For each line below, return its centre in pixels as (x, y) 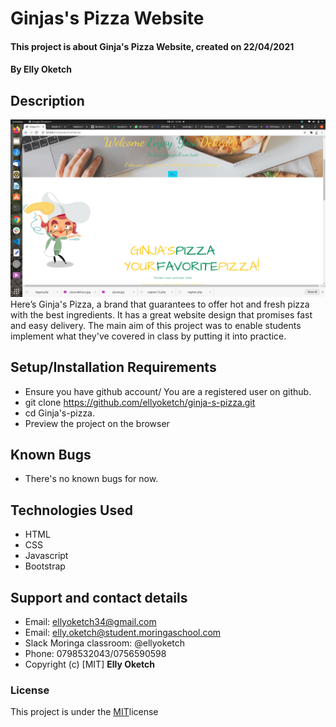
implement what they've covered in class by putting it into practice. (148, 336)
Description (47, 100)
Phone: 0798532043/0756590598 (95, 653)
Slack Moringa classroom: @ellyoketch (105, 643)
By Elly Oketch (41, 69)
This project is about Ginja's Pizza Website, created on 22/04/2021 (152, 46)
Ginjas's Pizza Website (107, 18)
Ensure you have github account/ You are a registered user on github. (168, 391)
